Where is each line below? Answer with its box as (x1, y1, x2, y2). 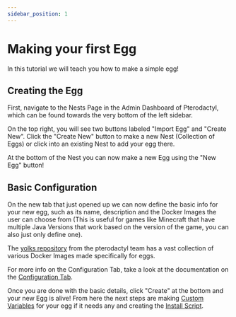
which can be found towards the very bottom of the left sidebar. (7, 111, 193, 120)
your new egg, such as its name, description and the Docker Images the (7, 208, 217, 217)
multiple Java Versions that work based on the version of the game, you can (7, 223, 229, 231)
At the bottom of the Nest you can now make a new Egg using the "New (7, 154, 217, 162)
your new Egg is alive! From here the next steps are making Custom (7, 294, 204, 303)
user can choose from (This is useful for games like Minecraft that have (7, 215, 216, 224)
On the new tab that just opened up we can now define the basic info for (7, 200, 218, 209)
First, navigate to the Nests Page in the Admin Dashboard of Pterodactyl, (7, 103, 219, 112)
